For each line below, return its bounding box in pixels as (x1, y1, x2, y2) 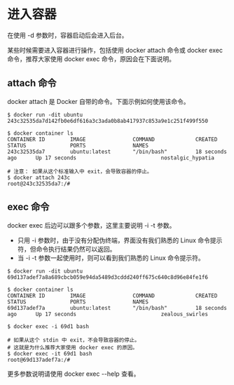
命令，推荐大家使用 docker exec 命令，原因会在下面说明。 (7, 54, 175, 63)
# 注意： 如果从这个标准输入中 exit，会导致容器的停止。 (7, 168, 153, 175)
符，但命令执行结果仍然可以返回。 (17, 244, 116, 253)
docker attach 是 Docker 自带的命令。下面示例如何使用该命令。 (7, 97, 191, 105)
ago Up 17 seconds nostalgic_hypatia (7, 154, 215, 162)
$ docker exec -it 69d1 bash (7, 350, 92, 357)
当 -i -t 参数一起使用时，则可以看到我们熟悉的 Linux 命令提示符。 (17, 254, 205, 262)
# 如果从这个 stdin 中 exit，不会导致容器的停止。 (7, 337, 140, 344)
